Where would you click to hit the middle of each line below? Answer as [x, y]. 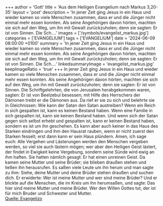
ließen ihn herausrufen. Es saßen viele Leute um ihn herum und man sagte [79, 167]
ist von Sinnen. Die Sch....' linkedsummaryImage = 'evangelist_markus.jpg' [80, 64]
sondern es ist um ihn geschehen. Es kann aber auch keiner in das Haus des [81, 126]
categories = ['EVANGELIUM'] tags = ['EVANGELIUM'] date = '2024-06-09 [80, 38]
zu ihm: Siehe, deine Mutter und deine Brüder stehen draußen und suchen [79, 173]
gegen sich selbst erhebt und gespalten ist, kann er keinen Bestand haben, [80, 121]
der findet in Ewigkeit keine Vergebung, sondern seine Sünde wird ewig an [80, 152]
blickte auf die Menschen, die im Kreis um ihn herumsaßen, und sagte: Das [80, 183]
